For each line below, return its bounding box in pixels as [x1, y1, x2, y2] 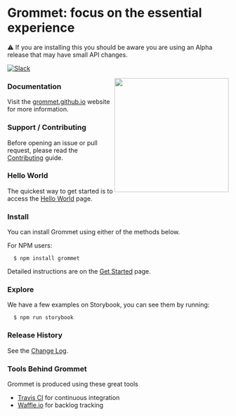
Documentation [7, 81, 62, 91]
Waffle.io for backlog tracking [17, 401, 104, 410]
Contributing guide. [7, 153, 63, 162]
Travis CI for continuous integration [17, 394, 120, 402]
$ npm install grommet [13, 255, 80, 262]
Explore [7, 285, 34, 295]
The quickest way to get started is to [7, 187, 114, 195]
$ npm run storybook [13, 314, 74, 321]
